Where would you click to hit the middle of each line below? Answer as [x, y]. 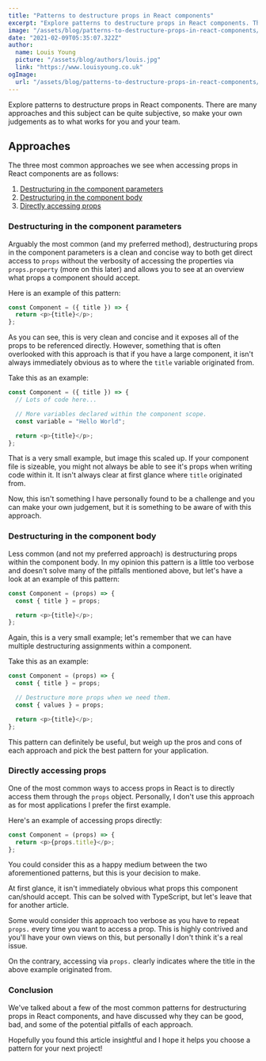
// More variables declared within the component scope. [111, 414]
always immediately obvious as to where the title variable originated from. [131, 362]
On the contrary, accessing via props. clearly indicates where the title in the [132, 961]
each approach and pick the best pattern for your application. [108, 750]
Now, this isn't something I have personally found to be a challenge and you [132, 499]
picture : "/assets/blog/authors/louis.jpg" [88, 60]
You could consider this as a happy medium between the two [108, 864]
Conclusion [31, 990]
